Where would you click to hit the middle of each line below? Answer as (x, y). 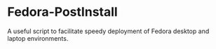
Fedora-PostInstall (62, 12)
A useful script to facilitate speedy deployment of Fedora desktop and (108, 31)
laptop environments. (38, 38)
